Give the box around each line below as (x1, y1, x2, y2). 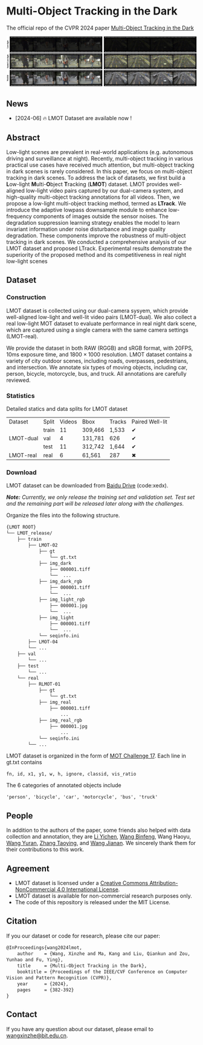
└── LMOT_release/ (6, 530, 53, 536)
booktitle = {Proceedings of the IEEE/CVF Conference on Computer (17, 968, 188, 975)
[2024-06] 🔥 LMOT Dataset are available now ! (14, 115, 132, 122)
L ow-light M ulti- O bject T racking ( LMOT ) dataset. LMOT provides (6, 180, 169, 188)
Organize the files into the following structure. (6, 512, 120, 519)
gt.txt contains (6, 759, 42, 766)
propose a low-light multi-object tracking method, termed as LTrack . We (6, 199, 186, 207)
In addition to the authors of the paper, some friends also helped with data (6, 826, 191, 834)
